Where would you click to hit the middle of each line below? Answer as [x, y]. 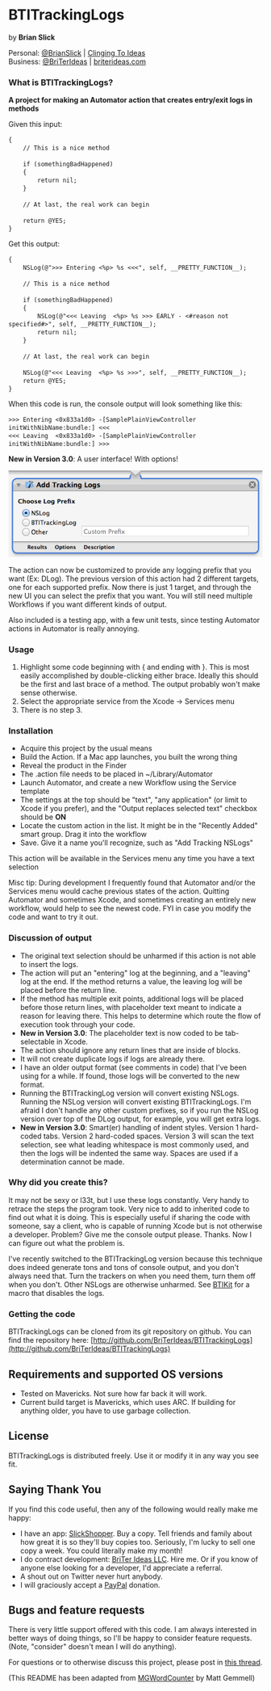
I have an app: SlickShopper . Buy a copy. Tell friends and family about [136, 1533]
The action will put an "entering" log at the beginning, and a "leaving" [135, 973]
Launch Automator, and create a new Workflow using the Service [128, 783]
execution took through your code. [77, 1024]
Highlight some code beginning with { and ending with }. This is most [135, 667]
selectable [37, 1041]
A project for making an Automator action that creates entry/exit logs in [130, 100]
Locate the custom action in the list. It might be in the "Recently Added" [139, 826]
